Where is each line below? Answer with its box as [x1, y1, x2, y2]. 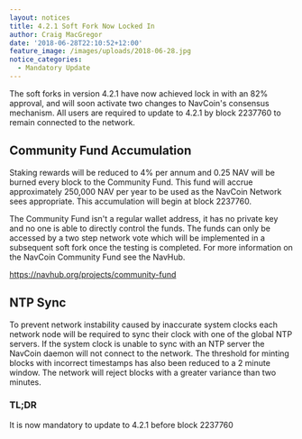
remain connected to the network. [9, 116, 135, 127]
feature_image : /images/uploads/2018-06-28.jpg [9, 47, 192, 56]
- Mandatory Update [17, 64, 91, 73]
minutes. [9, 376, 42, 388]
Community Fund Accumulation [9, 143, 192, 159]
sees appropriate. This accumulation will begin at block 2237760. [9, 196, 252, 206]
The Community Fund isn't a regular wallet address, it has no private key [9, 213, 279, 224]
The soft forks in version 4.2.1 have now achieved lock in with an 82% [9, 87, 269, 99]
